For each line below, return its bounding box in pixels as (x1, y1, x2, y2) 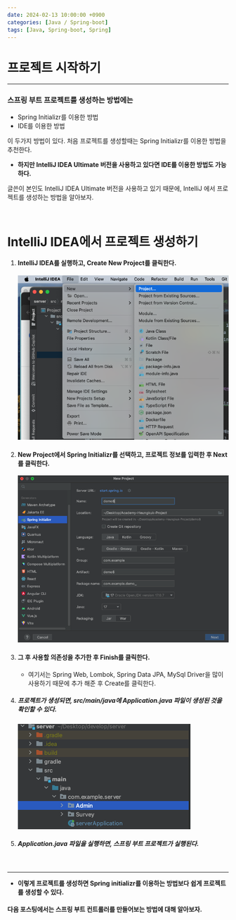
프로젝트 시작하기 (7, 60, 101, 75)
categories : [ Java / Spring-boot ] (7, 18, 109, 26)
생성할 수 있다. (24, 888, 65, 896)
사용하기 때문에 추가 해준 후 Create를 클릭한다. (27, 679, 157, 687)
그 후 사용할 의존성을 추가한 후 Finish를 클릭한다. (17, 653, 150, 662)
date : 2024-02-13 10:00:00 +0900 (7, 11, 105, 18)
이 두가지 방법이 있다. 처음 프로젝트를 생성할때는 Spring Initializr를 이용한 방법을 (7, 136, 227, 145)
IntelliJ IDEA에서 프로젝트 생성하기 (7, 233, 199, 250)
